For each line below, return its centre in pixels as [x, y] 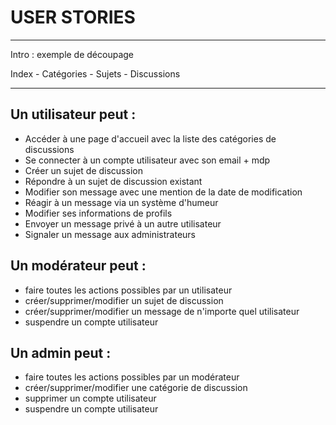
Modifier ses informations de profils [98, 213]
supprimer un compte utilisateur [90, 398]
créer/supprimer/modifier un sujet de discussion [124, 300]
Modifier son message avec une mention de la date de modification [163, 192]
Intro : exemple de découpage [72, 54]
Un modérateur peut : [78, 266]
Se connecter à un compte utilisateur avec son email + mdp [147, 160]
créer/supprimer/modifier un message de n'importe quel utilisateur [162, 311]
